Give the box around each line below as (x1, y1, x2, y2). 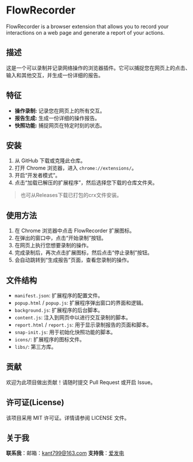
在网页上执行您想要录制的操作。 (14, 242, 92, 249)
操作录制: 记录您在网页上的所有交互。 (14, 107, 105, 114)
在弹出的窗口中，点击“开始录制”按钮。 (14, 235, 107, 242)
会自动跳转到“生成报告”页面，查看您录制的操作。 (14, 256, 133, 264)
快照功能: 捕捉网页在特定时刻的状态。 (14, 121, 105, 129)
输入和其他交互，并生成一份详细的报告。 (6, 72, 104, 79)
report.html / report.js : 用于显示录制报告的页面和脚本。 (14, 321, 152, 328)
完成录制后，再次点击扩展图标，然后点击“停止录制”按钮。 (14, 249, 153, 256)
